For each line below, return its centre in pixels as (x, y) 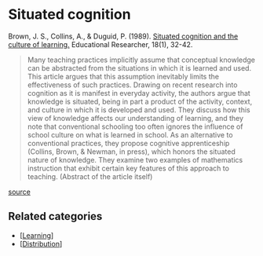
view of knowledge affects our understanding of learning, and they (135, 118)
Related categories (55, 216)
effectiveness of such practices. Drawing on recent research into (132, 85)
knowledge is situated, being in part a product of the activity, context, (140, 101)
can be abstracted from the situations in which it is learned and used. (139, 68)
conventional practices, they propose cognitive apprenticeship (128, 143)
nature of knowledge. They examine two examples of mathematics (135, 159)
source (20, 192)
